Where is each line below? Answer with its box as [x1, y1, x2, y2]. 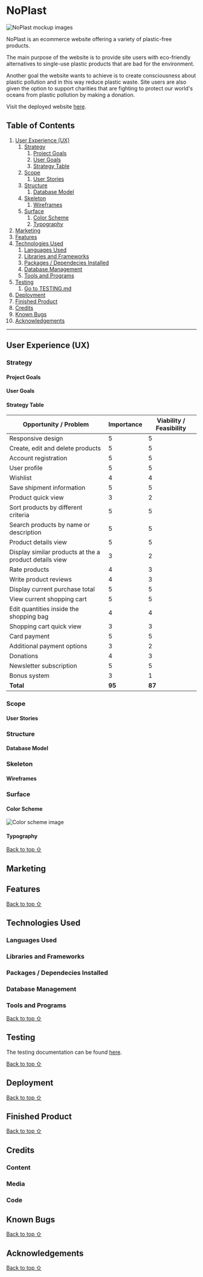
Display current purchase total [9, 585, 95, 594]
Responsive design [9, 434, 63, 443]
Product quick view [9, 494, 64, 502]
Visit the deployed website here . [6, 102, 86, 110]
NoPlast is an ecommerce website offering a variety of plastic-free [6, 35, 172, 42]
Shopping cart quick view [9, 622, 82, 631]
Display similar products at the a [9, 548, 101, 557]
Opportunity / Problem [22, 420, 89, 429]
